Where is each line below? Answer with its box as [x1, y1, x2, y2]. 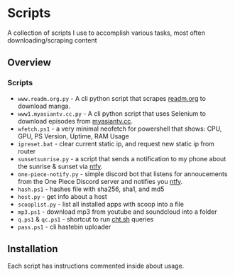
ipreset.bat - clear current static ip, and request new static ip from [17, 139, 215, 148]
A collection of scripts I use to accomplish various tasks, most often [7, 28, 206, 37]
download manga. [17, 102, 71, 110]
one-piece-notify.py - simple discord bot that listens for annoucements [17, 169, 228, 178]
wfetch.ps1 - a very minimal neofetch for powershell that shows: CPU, [17, 124, 222, 133]
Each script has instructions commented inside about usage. [7, 261, 185, 271]
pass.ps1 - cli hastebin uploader [17, 222, 111, 231]
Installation [7, 243, 58, 255]
